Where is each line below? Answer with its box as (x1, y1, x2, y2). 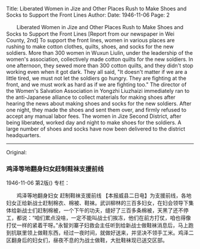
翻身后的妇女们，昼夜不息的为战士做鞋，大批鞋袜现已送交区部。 (11, 236, 168, 244)
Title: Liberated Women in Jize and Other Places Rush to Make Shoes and (6, 5, 187, 12)
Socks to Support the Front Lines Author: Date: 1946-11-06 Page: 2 (6, 11, 170, 18)
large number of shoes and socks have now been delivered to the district (6, 125, 186, 132)
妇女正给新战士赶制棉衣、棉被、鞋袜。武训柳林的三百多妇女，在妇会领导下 (6, 200, 189, 207)
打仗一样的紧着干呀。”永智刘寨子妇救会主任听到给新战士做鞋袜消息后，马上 (6, 222, 189, 229)
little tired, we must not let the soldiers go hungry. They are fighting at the (6, 74, 186, 82)
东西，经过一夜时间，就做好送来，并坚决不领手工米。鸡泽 (47, 229, 189, 236)
